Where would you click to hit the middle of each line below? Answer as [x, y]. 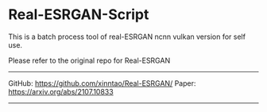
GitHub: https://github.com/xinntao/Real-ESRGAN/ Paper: [102, 83]
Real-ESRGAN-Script [79, 15]
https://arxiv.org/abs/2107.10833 [61, 91]
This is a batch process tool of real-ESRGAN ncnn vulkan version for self [127, 37]
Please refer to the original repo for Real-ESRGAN [89, 60]
